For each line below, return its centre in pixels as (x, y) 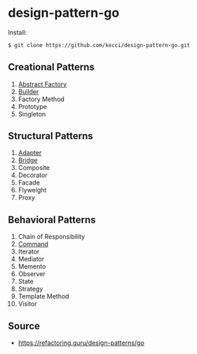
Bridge (28, 160)
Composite (34, 168)
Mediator (31, 259)
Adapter (30, 153)
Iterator (29, 251)
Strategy (30, 289)
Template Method (43, 296)
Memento (32, 267)
